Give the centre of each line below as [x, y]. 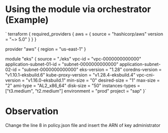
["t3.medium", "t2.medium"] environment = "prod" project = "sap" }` [76, 91]
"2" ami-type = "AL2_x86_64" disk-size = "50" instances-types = [73, 85]
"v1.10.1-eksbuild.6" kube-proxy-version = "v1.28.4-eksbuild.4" [70, 75]
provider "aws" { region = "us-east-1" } [46, 49]
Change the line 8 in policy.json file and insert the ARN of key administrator [83, 125]
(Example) [27, 20]
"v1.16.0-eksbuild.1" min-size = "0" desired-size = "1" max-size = [93, 80]
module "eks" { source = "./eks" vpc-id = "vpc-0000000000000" [73, 58]
